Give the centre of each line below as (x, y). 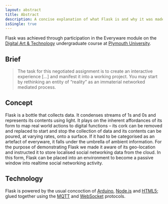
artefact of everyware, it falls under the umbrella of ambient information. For (83, 141)
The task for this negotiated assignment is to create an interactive (85, 71)
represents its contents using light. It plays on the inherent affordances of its (84, 120)
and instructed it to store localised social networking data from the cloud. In (83, 152)
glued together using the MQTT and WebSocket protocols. (65, 196)
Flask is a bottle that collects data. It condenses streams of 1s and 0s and (80, 115)
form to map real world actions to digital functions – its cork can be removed (84, 125)
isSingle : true (21, 24)
